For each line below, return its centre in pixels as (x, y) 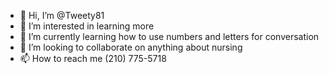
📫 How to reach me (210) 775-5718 (93, 58)
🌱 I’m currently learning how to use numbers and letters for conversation (169, 36)
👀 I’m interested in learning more (87, 26)
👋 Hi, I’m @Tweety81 (62, 15)
